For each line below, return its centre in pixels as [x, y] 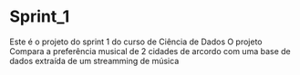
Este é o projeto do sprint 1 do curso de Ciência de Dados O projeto [136, 42]
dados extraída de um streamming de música [94, 61]
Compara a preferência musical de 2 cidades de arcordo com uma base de [150, 51]
